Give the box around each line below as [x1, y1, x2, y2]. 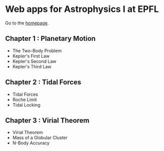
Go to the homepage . [5, 20, 49, 26]
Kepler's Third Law [12, 63, 51, 69]
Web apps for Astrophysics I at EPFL [5, 3, 159, 15]
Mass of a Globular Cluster [12, 135, 68, 141]
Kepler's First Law [12, 53, 50, 59]
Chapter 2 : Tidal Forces [5, 78, 81, 87]
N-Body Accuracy [12, 140, 50, 146]
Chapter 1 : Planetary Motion [5, 34, 96, 43]
